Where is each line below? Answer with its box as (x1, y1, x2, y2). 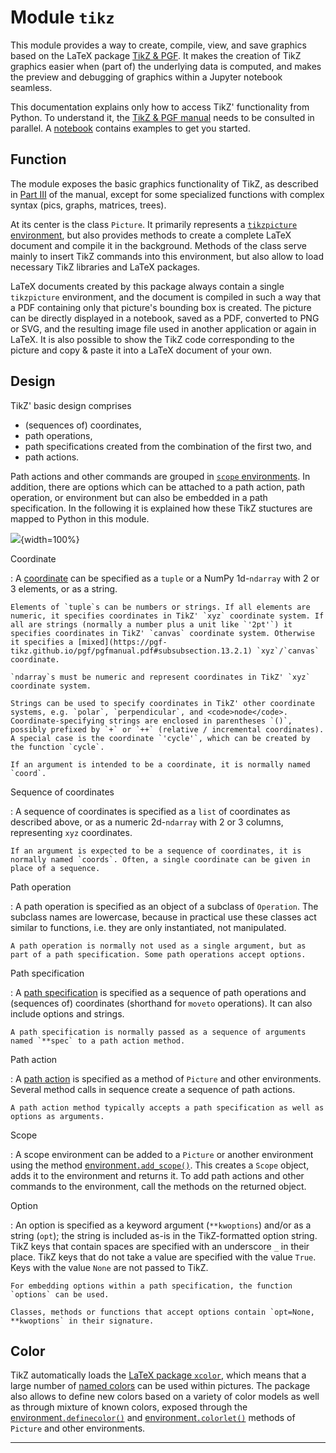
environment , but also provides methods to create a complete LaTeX (10, 229, 292, 241)
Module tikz (10, 6, 115, 29)
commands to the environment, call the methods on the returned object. (10, 1180, 307, 1192)
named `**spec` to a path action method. (10, 1036, 186, 1046)
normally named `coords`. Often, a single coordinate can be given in (10, 854, 311, 865)
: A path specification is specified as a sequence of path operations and (10, 986, 307, 998)
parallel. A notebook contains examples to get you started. (10, 122, 251, 134)
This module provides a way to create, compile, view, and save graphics (10, 39, 307, 51)
